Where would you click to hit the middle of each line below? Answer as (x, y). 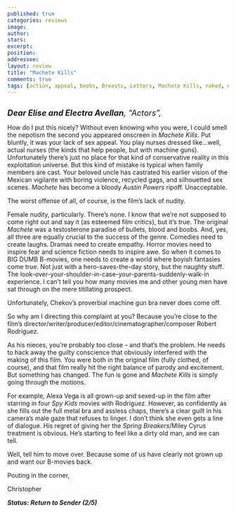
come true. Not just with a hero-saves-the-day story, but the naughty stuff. (116, 267)
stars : (17, 40)
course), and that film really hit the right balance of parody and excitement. (116, 368)
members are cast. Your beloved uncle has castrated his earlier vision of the (118, 172)
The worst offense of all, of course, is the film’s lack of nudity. (97, 201)
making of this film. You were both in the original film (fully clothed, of (108, 360)
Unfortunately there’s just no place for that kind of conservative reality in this (118, 157)
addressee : (23, 60)
